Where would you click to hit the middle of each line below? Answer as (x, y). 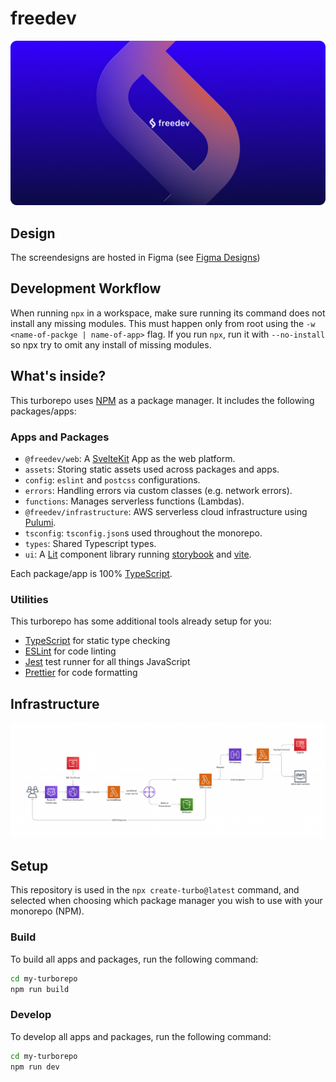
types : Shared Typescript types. (90, 543)
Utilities (29, 599)
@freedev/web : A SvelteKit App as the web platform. (130, 458)
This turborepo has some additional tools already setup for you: (141, 621)
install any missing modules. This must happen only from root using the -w (163, 323)
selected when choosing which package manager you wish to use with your (166, 901)
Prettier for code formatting (81, 673)
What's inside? (58, 376)
